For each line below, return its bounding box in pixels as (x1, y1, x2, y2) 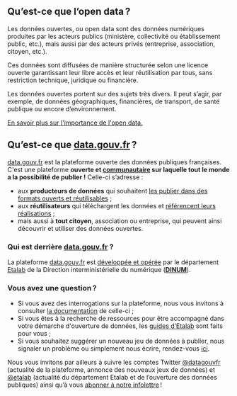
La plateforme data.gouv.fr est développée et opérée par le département (7, 258, 219, 266)
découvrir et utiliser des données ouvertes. (17, 224, 144, 232)
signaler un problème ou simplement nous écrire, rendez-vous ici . (17, 344, 210, 353)
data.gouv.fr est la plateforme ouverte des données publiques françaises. (7, 157, 221, 166)
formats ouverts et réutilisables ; (17, 194, 112, 203)
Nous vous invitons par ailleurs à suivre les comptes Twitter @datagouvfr (7, 358, 221, 367)
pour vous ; (17, 329, 52, 338)
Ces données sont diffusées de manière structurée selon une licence (7, 60, 209, 69)
